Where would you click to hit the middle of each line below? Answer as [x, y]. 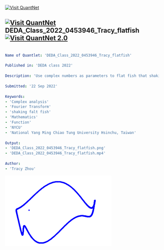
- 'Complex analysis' [27, 102]
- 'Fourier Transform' [28, 107]
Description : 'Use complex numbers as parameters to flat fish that [76, 76]
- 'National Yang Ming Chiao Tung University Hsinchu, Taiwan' [71, 133]
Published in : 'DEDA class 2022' [39, 66]
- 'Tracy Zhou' [20, 169]
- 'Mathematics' [21, 117]
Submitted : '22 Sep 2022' [31, 86]
